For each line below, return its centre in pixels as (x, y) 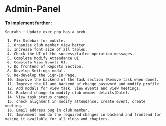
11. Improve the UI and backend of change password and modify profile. (84, 84)
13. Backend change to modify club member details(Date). (69, 93)
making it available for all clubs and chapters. (58, 119)
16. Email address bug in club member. (49, 110)
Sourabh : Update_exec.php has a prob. (46, 32)
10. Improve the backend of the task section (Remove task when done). (83, 80)
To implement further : (29, 23)
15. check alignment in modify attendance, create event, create (76, 101)
